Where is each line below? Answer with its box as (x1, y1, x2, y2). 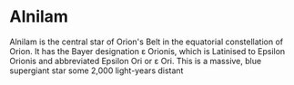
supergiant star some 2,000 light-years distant (9, 65, 184, 76)
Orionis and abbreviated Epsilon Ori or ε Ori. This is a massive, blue (9, 55, 262, 66)
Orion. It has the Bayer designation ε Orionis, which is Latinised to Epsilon (9, 45, 286, 56)
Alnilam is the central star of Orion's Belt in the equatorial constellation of (9, 36, 284, 47)
